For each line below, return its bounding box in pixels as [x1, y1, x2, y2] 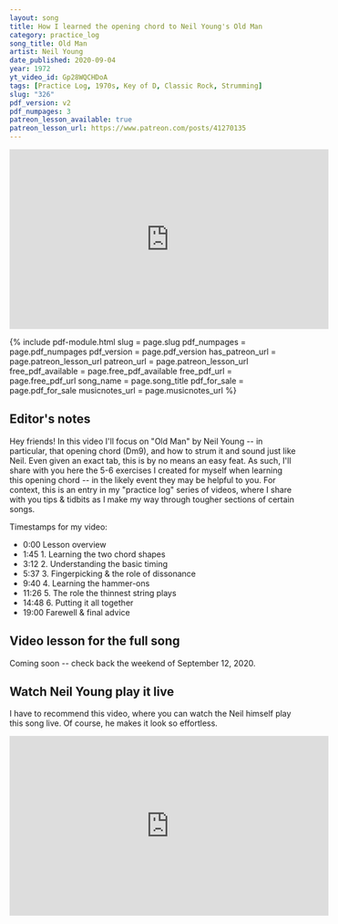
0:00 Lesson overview [22, 539, 107, 550]
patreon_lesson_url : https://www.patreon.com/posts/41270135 [9, 124, 247, 133]
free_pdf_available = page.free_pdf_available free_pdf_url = [9, 366, 232, 376]
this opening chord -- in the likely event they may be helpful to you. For [9, 474, 276, 485]
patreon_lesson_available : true [9, 115, 132, 124]
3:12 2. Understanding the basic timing [22, 558, 169, 569]
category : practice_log [9, 30, 100, 39]
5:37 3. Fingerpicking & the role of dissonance [22, 568, 196, 579]
